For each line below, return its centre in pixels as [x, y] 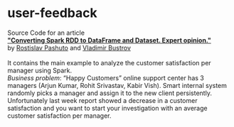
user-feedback [52, 13]
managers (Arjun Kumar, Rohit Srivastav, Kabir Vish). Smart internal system [117, 85]
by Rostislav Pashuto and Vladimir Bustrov [69, 48]
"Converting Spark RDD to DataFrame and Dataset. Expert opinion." [109, 40]
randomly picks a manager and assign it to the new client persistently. [110, 93]
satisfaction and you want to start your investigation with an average [107, 108]
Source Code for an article [46, 33]
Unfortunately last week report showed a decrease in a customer [102, 100]
